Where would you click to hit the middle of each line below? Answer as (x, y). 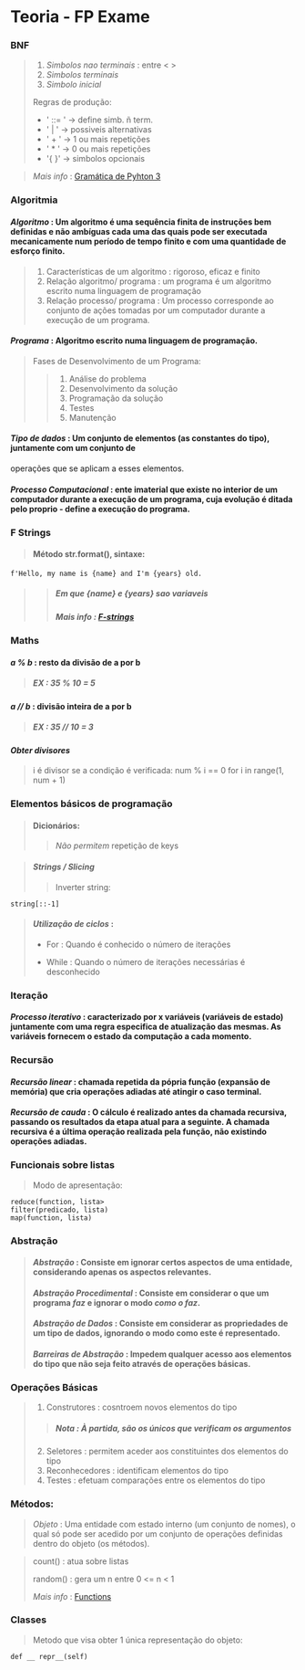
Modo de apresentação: (77, 1185)
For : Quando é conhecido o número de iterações (138, 944)
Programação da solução (116, 398)
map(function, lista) (51, 1218)
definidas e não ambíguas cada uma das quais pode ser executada (139, 231)
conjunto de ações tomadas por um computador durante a (156, 310)
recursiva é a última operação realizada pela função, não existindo (139, 1132)
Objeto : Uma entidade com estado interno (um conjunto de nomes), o (164, 1524)
